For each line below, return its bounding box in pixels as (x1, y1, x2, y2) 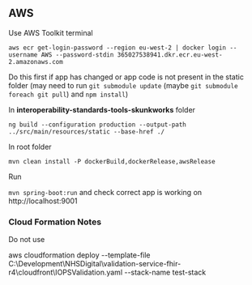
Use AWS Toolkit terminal (8, 28, 93, 37)
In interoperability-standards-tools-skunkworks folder (8, 104, 196, 114)
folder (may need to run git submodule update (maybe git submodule (8, 80, 238, 90)
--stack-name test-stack (124, 267, 207, 278)
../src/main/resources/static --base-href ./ (8, 127, 164, 136)
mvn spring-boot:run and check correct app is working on (8, 187, 203, 197)
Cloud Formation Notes (8, 216, 102, 228)
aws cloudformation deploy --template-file (8, 250, 151, 260)
